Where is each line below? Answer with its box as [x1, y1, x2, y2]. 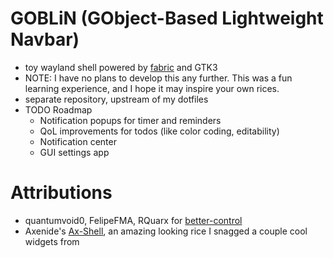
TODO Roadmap [24, 103, 93, 116]
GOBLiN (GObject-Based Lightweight [10, 7, 324, 30]
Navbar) [10, 28, 80, 51]
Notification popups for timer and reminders [39, 114, 222, 126]
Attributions [10, 182, 113, 204]
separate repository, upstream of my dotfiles [24, 93, 209, 105]
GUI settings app [39, 146, 110, 158]
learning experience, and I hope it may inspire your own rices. [24, 82, 280, 94]
